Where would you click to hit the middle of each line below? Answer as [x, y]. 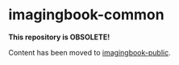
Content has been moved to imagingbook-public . [89, 52]
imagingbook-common [86, 15]
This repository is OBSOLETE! [59, 37]
